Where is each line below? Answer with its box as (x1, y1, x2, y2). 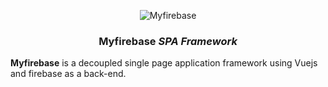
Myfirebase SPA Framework (98, 34, 238, 48)
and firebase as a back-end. (10, 68, 127, 80)
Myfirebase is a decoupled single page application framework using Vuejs (10, 57, 318, 69)
